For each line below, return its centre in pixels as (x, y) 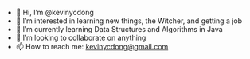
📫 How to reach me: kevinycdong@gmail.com (92, 47)
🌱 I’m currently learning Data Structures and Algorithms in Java (119, 29)
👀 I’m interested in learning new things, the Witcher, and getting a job (129, 21)
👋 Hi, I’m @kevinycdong (55, 12)
